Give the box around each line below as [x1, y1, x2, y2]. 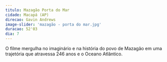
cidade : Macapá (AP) [5, 12, 50, 17]
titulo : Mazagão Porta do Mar [5, 7, 70, 13]
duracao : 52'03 [5, 27, 38, 32]
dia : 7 [5, 31, 19, 36]
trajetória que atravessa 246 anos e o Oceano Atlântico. [5, 51, 123, 57]
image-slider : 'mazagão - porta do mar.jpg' [5, 22, 102, 27]
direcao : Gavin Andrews [5, 17, 56, 22]
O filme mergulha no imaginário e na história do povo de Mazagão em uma [5, 46, 162, 51]
